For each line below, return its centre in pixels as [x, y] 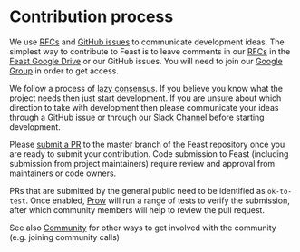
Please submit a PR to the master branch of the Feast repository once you [147, 144]
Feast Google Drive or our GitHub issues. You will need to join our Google [146, 61]
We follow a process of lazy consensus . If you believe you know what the [146, 88]
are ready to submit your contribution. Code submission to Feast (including [149, 154]
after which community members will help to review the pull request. [137, 209]
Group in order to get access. [64, 71]
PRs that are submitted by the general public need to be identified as [137, 190]
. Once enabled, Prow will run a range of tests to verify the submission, [158, 200]
